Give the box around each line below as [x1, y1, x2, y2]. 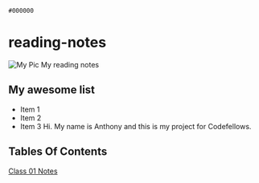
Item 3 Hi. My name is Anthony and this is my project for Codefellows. [19, 121, 252, 131]
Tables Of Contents [8, 144, 108, 159]
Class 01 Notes [8, 166, 58, 176]
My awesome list [8, 83, 95, 97]
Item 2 [19, 112, 42, 123]
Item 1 [19, 104, 40, 114]
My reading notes [40, 59, 99, 69]
